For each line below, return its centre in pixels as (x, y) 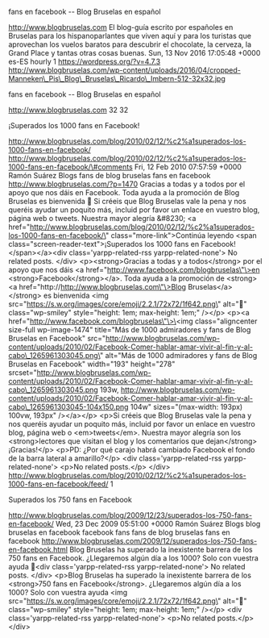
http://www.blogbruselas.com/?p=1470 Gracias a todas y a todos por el (127, 184)
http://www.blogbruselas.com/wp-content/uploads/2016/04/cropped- (125, 70)
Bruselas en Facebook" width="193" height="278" (92, 364)
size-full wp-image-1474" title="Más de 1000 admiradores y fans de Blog (130, 329)
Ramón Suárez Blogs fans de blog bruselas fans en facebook (110, 175)
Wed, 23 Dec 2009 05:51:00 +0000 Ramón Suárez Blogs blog (158, 524)
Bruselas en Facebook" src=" (57, 338)
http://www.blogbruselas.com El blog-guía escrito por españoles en (121, 27)
